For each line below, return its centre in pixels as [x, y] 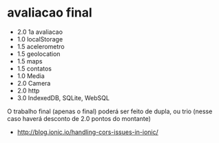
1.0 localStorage [40, 39]
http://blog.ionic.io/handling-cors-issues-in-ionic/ [87, 132]
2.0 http [28, 90]
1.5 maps [30, 61]
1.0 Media [31, 76]
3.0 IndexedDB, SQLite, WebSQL [63, 97]
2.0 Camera [34, 83]
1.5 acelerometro [41, 46]
